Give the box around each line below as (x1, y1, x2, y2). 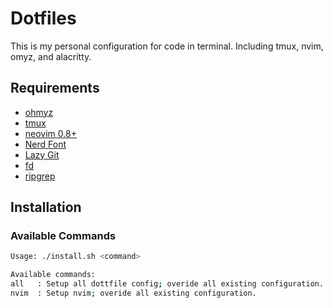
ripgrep (24, 170, 56, 182)
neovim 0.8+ (24, 127, 77, 139)
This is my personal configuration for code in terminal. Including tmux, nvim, (10, 40, 324, 52)
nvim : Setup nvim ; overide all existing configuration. (10, 288, 257, 299)
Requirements (10, 80, 100, 97)
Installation (10, 199, 82, 216)
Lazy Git (24, 148, 60, 161)
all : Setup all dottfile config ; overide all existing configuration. (10, 279, 325, 289)
